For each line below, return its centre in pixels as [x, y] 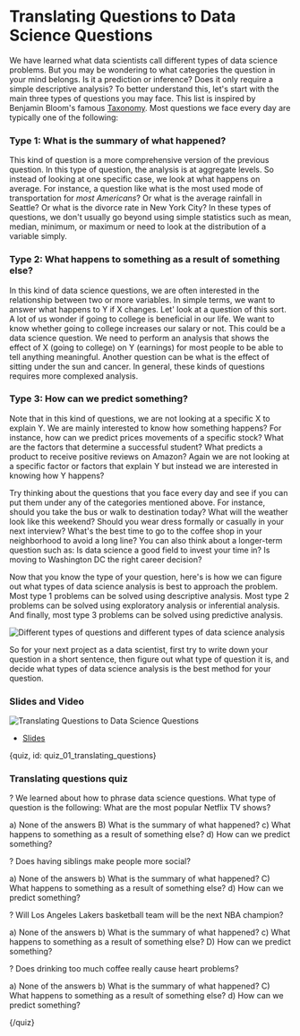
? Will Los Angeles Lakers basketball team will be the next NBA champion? [146, 915]
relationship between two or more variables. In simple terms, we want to [142, 300]
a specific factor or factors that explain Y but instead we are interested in [144, 466]
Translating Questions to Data [123, 17]
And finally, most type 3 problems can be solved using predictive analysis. [146, 614]
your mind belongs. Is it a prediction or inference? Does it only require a [141, 79]
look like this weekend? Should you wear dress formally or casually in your [147, 521]
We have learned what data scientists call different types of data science [143, 60]
